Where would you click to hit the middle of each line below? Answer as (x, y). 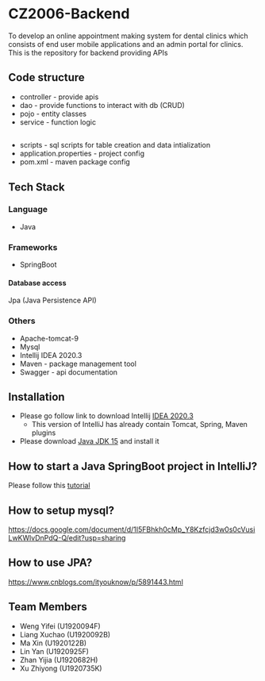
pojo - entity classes (53, 113)
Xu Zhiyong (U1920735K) (61, 668)
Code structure (46, 77)
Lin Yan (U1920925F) (54, 651)
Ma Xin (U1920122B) (53, 643)
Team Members (48, 607)
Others (22, 321)
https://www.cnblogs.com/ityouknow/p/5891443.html (96, 582)
